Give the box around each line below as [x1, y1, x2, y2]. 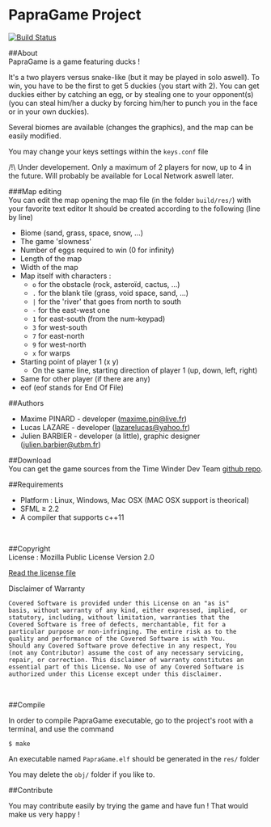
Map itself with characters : [19, 271, 112, 281]
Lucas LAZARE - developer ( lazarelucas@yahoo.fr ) [19, 422, 191, 432]
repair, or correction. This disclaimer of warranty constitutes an [8, 656, 244, 664]
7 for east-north [32, 331, 85, 340]
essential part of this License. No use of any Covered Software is [8, 663, 244, 671]
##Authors [8, 398, 44, 407]
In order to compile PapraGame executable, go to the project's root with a [8, 715, 253, 725]
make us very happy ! [8, 809, 81, 819]
